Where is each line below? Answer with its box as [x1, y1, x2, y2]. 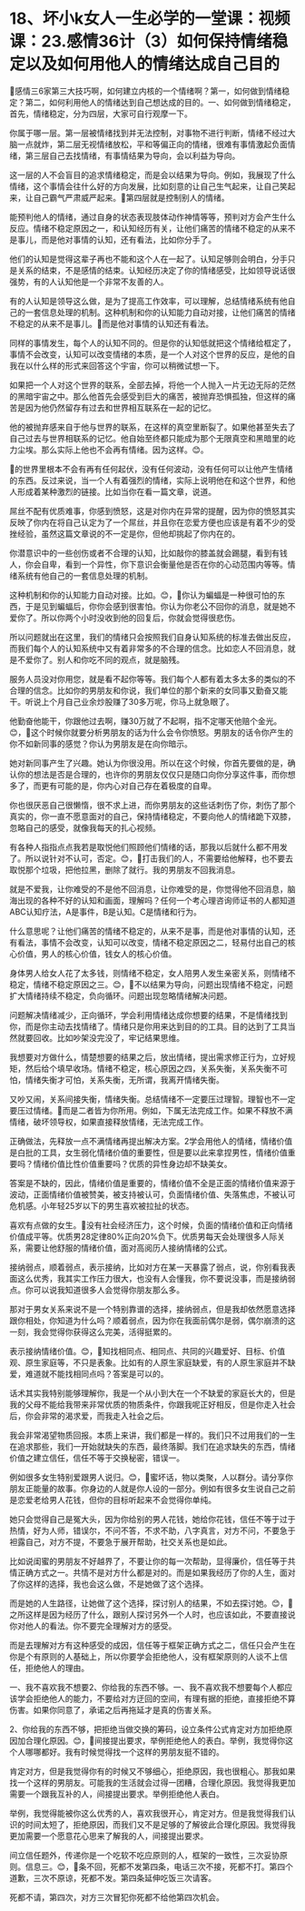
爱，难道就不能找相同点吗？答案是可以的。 [9, 1368, 169, 1379]
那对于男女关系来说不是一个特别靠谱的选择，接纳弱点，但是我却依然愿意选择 [9, 1303, 296, 1314]
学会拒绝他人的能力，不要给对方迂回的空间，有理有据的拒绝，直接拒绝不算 [16, 1693, 296, 1704]
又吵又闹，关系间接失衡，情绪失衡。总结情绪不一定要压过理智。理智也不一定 [9, 1094, 296, 1104]
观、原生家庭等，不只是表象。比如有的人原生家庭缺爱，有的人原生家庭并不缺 [9, 1357, 296, 1368]
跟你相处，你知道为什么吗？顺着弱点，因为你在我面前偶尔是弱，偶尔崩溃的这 [9, 1314, 296, 1326]
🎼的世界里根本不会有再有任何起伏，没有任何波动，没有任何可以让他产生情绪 [9, 463, 293, 474]
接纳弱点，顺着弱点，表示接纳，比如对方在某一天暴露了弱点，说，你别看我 [9, 1262, 288, 1272]
